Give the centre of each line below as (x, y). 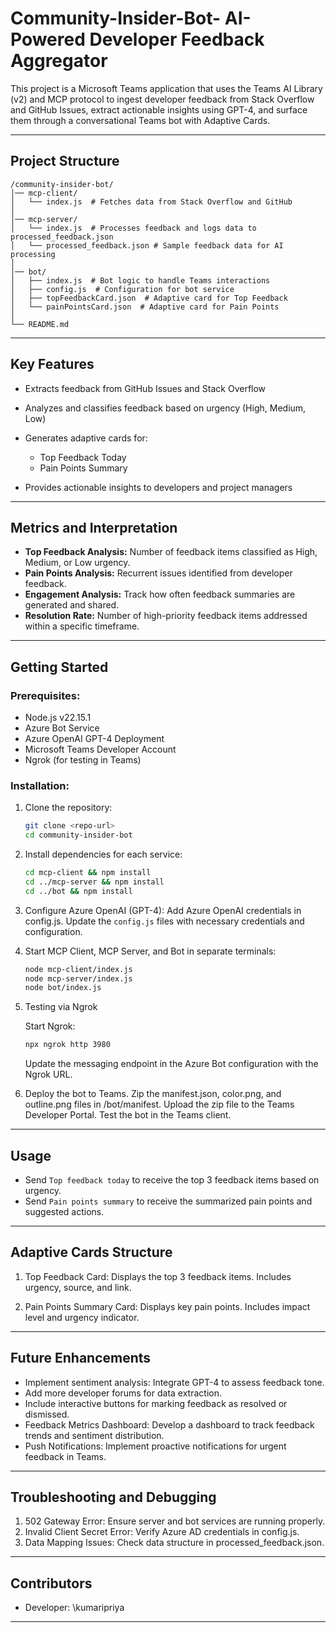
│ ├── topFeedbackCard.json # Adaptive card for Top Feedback (149, 298)
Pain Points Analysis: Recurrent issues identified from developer (158, 573)
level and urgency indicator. (82, 1317)
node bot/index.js (63, 988)
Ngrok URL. (48, 1074)
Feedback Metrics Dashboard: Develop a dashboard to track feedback (169, 1424)
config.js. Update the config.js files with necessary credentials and (164, 921)
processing (33, 254)
